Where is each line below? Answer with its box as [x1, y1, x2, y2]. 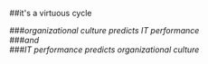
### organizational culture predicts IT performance [9, 25, 200, 35]
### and [9, 35, 40, 45]
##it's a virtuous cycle [9, 8, 92, 18]
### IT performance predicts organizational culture [9, 44, 200, 55]
